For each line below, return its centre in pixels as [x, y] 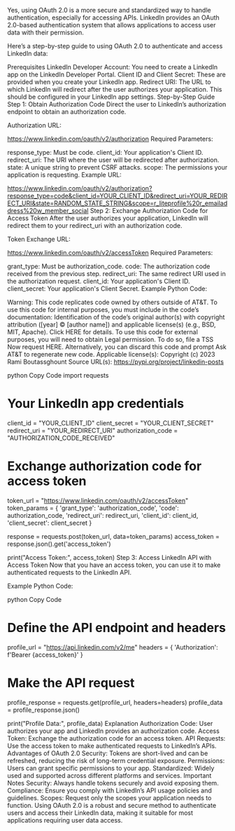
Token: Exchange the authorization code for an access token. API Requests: [116, 738]
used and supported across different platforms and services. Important [109, 775]
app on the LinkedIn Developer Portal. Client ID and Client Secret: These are [116, 74]
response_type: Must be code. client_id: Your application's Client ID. [105, 152]
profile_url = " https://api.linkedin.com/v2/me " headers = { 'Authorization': [113, 647]
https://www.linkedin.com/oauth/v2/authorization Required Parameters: [110, 139]
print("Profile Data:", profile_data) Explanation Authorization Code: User [110, 723]
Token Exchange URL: [39, 239]
